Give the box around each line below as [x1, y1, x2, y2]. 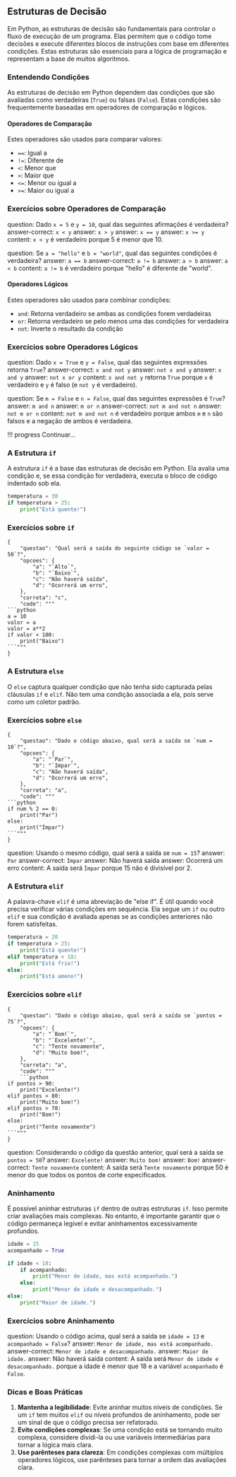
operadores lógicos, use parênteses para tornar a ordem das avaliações [17, 1456, 227, 1464]
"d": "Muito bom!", [32, 1049, 90, 1056]
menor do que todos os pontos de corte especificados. [7, 1170, 168, 1179]
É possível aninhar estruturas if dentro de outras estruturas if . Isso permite [7, 1204, 228, 1213]
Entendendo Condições [7, 72, 89, 82]
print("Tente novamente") [20, 1123, 97, 1130]
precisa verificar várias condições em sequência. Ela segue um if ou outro [7, 905, 225, 914]
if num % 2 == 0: [7, 805, 58, 812]
